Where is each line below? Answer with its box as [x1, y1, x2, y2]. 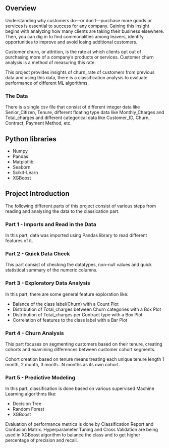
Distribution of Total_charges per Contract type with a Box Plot [12, 311, 143, 317]
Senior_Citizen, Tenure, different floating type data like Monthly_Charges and [5, 109, 164, 116]
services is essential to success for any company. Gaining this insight [5, 23, 150, 29]
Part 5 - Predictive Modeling [5, 374, 76, 381]
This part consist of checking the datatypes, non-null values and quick [5, 262, 152, 268]
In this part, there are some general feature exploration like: [5, 291, 129, 297]
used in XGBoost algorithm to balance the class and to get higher [5, 432, 140, 438]
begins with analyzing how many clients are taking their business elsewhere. [5, 28, 164, 34]
